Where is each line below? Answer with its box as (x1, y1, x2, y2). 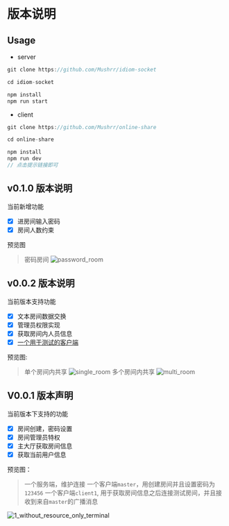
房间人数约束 (17, 226, 54, 234)
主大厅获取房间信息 (17, 441, 73, 450)
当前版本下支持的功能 (7, 409, 68, 418)
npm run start (7, 98, 49, 105)
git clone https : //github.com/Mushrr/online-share (7, 124, 157, 130)
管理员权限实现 (17, 321, 60, 329)
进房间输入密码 (17, 217, 60, 226)
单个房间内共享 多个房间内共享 (24, 367, 155, 375)
